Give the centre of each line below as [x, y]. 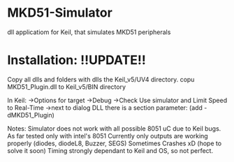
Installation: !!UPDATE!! [77, 60]
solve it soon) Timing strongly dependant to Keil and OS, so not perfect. [110, 150]
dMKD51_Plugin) [31, 115]
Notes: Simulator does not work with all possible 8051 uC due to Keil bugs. [114, 128]
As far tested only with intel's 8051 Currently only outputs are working [108, 136]
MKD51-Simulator [60, 13]
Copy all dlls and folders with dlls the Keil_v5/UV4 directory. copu [101, 79]
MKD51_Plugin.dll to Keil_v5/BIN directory [67, 87]
